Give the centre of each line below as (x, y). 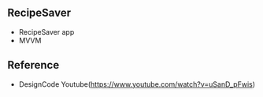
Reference (33, 65)
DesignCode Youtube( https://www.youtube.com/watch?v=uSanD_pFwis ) (137, 84)
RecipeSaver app (46, 32)
